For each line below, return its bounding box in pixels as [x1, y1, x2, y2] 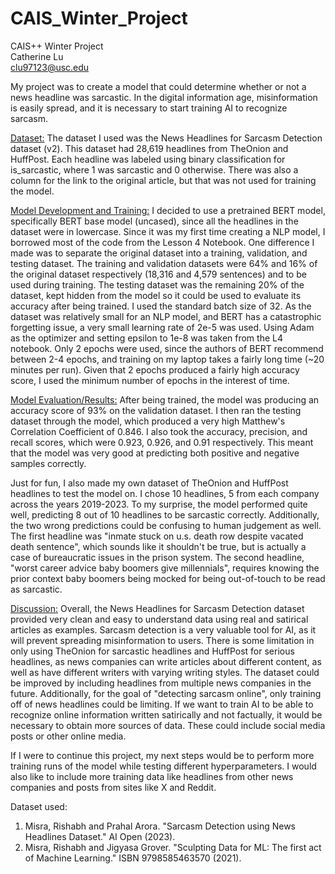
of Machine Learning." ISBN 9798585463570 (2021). [24, 852, 242, 864]
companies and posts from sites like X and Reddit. [10, 781, 217, 793]
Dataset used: [10, 800, 68, 812]
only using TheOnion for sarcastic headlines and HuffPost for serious [10, 645, 295, 657]
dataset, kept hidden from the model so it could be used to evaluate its [10, 289, 302, 301]
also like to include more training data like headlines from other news [10, 770, 294, 782]
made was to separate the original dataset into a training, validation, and [10, 247, 308, 259]
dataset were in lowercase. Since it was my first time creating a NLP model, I [10, 225, 326, 237]
